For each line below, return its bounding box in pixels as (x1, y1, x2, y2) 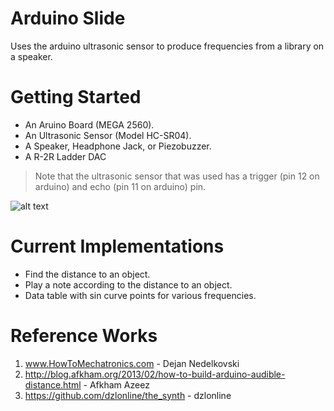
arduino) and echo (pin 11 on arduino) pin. (34, 180, 207, 192)
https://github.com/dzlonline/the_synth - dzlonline (24, 389, 232, 401)
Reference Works (10, 325, 158, 347)
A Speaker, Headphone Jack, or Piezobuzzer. (24, 140, 212, 152)
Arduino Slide (10, 7, 126, 30)
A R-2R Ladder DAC (24, 150, 107, 162)
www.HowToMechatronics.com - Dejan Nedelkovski (24, 357, 240, 369)
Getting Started (10, 86, 142, 109)
